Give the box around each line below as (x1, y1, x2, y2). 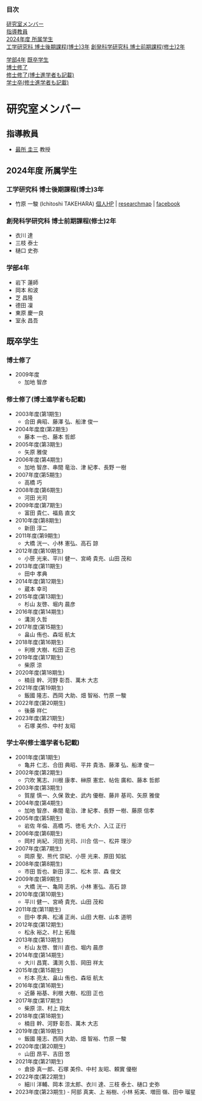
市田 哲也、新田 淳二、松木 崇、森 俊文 (24, 867, 122, 875)
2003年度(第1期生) (15, 410, 62, 417)
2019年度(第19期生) (15, 1027, 64, 1035)
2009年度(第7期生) (15, 501, 63, 509)
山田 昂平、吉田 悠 (24, 1050, 71, 1057)
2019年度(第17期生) (15, 653, 64, 661)
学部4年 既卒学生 (6, 56, 49, 63)
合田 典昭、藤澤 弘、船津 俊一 (24, 418, 99, 425)
